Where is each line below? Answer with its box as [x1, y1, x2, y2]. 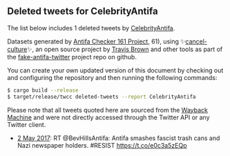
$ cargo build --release [7, 86, 79, 94]
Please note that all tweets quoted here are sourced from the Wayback [7, 106, 209, 114]
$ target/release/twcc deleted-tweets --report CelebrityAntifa [7, 93, 196, 100]
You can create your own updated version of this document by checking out [7, 66, 224, 75]
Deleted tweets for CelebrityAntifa [7, 6, 158, 17]
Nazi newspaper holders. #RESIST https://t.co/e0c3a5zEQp [17, 141, 187, 149]
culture [7, 45, 28, 53]
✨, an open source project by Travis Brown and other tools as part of [26, 45, 223, 53]
